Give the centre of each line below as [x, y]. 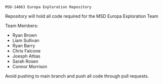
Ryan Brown [24, 35]
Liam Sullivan [26, 40]
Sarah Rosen [25, 61]
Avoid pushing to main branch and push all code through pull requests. [77, 76]
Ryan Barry [24, 46]
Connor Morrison [30, 67]
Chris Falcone [26, 51]
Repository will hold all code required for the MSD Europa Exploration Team [82, 16]
